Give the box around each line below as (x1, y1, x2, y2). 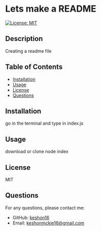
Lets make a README (5, 3, 97, 15)
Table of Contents (5, 63, 63, 71)
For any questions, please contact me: (5, 205, 85, 211)
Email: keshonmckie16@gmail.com (12, 220, 85, 226)
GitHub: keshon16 (12, 214, 49, 220)
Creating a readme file (5, 48, 52, 54)
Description (5, 34, 43, 43)
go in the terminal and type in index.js (5, 120, 83, 127)
